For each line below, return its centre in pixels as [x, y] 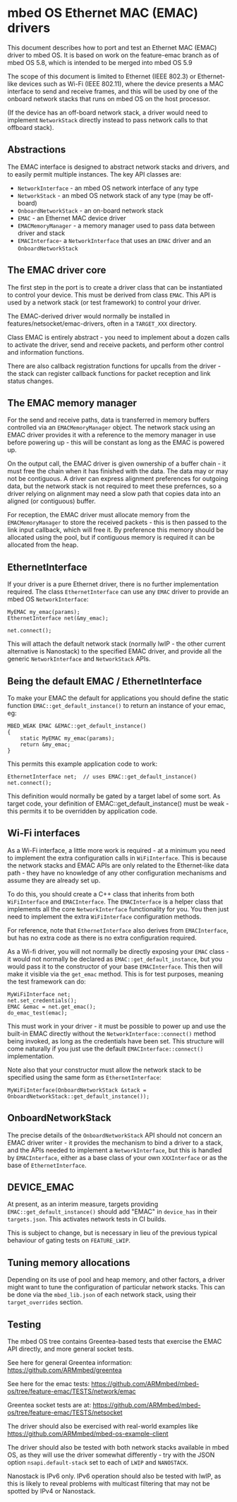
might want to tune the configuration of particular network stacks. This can [116, 1287]
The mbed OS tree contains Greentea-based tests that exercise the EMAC [115, 1342]
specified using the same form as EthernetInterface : [84, 1077]
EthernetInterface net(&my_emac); [58, 619]
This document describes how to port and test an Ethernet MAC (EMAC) [112, 47]
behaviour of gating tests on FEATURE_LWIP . [69, 1241]
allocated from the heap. [43, 545]
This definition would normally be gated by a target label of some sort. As [114, 796]
